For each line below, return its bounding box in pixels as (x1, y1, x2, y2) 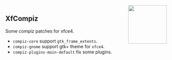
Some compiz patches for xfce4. (5, 28, 74, 34)
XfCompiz (5, 14, 38, 23)
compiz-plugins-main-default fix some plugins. (12, 49, 113, 55)
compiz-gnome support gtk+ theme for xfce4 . (12, 43, 105, 49)
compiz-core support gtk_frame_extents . (12, 38, 98, 44)
